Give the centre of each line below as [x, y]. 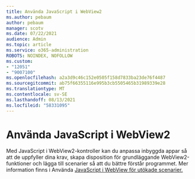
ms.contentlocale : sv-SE [37, 94]
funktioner [19, 164]
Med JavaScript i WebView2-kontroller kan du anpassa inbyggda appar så [97, 151]
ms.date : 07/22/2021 [32, 34]
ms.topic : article [29, 45]
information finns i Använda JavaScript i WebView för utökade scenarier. [95, 170]
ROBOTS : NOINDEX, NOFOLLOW [39, 56]
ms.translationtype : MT [36, 89]
